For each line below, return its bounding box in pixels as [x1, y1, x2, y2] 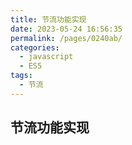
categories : [10, 42, 60, 53]
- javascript [19, 52, 74, 62]
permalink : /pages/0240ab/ [10, 33, 123, 43]
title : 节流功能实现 [10, 14, 87, 25]
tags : [10, 71, 33, 81]
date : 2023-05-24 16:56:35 [10, 24, 123, 34]
